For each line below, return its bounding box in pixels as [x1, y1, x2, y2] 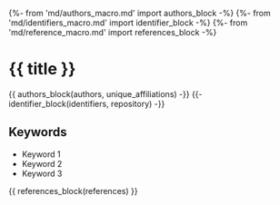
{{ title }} [8, 59, 76, 80]
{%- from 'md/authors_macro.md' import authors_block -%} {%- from [8, 8, 272, 18]
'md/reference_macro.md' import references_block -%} [8, 27, 217, 37]
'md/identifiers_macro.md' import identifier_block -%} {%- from [8, 17, 248, 28]
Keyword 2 [21, 158, 63, 169]
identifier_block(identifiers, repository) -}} [8, 98, 165, 109]
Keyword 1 [21, 149, 61, 160]
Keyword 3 [21, 168, 63, 179]
